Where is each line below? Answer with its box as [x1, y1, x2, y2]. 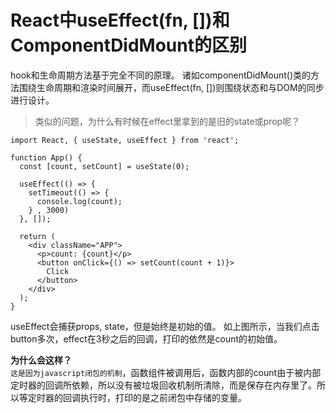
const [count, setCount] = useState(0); [19, 161, 190, 171]
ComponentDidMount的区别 [10, 34, 247, 57]
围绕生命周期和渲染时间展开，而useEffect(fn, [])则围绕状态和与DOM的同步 [18, 81, 325, 93]
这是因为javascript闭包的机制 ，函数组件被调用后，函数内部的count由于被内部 [10, 366, 322, 378]
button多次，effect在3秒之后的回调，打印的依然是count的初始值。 [10, 332, 283, 345]
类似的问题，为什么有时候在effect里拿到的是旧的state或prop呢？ [34, 115, 301, 127]
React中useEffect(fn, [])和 [10, 9, 230, 32]
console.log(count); [36, 196, 123, 206]
